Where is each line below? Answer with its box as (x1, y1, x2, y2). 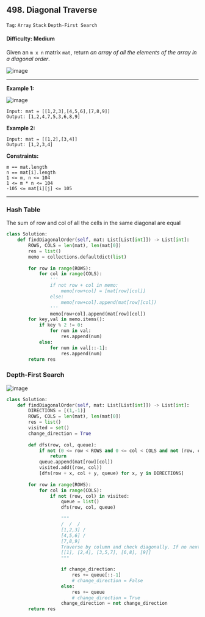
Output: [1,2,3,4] (6, 142, 53, 148)
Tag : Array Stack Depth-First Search (6, 21, 98, 28)
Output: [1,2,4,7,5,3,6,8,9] (6, 114, 81, 120)
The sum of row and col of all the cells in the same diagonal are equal (6, 220, 181, 227)
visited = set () (28, 425, 70, 431)
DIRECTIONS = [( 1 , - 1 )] (28, 408, 86, 414)
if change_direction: (60, 566, 116, 572)
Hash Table (6, 205, 41, 213)
